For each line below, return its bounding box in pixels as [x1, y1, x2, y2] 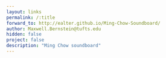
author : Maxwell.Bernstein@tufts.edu [6, 25, 101, 32]
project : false [6, 37, 45, 43]
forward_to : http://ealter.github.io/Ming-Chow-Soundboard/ [6, 20, 161, 26]
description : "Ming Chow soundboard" [6, 43, 101, 49]
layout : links [6, 8, 42, 15]
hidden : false [6, 31, 42, 37]
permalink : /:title [6, 14, 56, 21]
